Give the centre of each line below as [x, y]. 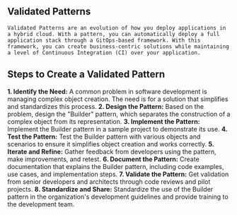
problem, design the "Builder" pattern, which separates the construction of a [119, 114]
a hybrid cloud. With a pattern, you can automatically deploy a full [114, 34]
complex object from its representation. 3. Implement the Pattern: [104, 121]
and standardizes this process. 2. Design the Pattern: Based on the [105, 106]
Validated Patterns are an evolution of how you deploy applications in [117, 28]
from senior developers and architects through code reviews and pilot [109, 181]
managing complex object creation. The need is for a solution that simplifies [118, 99]
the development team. [41, 204]
